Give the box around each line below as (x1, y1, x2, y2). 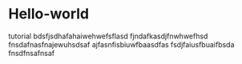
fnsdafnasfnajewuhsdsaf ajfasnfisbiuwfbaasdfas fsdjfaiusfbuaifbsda (8, 39, 235, 49)
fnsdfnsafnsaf (8, 48, 55, 58)
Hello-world (8, 5, 90, 23)
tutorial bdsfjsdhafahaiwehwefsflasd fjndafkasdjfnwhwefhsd (8, 31, 208, 41)
